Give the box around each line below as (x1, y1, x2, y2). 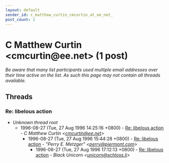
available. (5, 78, 27, 84)
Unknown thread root (12, 120, 58, 125)
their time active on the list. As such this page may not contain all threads (5, 72, 161, 78)
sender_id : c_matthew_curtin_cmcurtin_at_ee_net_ (5, 12, 113, 17)
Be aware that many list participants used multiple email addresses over (5, 67, 158, 73)
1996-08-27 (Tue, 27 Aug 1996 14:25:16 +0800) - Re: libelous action (20, 125, 164, 131)
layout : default (5, 7, 40, 13)
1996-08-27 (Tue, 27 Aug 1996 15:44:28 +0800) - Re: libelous (28, 136, 158, 142)
